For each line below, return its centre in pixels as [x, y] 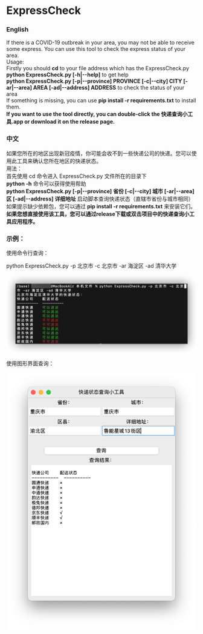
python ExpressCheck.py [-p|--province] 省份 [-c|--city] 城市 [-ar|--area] [100, 191]
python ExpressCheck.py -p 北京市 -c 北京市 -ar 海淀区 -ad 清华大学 [92, 266]
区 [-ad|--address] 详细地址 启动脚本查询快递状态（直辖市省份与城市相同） [100, 199]
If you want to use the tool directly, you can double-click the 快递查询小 [97, 114]
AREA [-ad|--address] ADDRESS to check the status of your [109, 88]
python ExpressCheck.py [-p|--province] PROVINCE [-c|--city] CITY [94, 81]
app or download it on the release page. [64, 122]
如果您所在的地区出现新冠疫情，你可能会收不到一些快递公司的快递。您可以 [99, 153]
